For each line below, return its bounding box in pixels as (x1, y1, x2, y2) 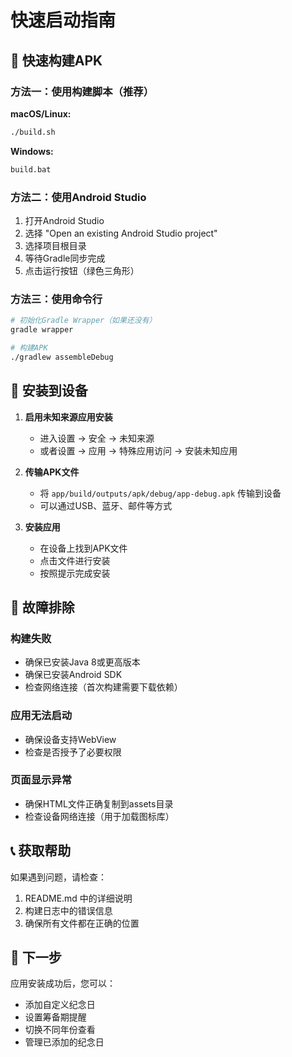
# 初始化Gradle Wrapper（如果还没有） (10, 316, 157, 326)
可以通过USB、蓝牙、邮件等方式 (39, 499, 173, 511)
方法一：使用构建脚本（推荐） (10, 84, 155, 98)
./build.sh (10, 127, 56, 137)
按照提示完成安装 (39, 567, 111, 579)
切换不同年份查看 (24, 1024, 96, 1036)
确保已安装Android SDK (24, 669, 123, 681)
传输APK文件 (24, 466, 80, 478)
